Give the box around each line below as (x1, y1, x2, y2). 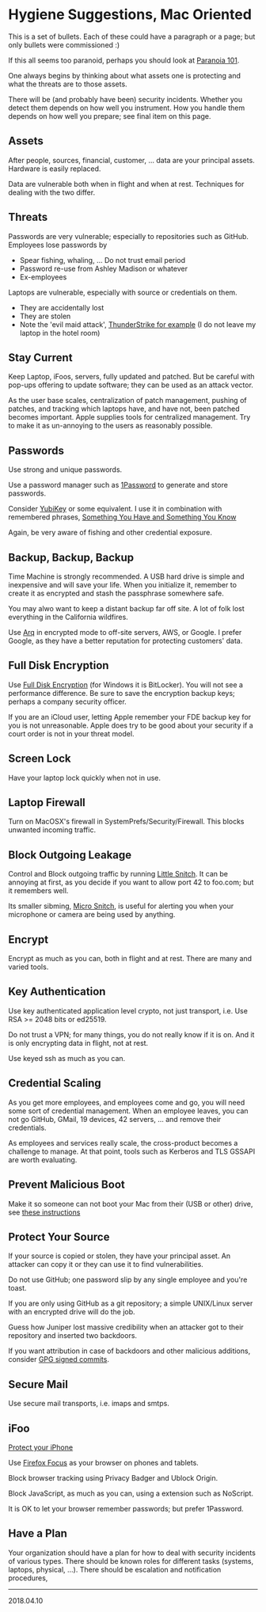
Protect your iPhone (8, 1443, 74, 1452)
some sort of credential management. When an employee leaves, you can (8, 1106, 249, 1116)
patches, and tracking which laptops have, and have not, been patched (8, 404, 240, 413)
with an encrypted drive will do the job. (8, 1307, 136, 1317)
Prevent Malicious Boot (8, 1178, 125, 1192)
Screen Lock (8, 752, 71, 766)
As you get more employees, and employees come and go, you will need (8, 1097, 245, 1107)
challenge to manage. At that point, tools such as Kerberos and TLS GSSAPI (8, 1146, 256, 1156)
